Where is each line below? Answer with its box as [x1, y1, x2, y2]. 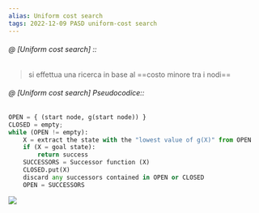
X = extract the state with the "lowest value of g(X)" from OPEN [23, 135, 252, 144]
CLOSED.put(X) [23, 166, 70, 174]
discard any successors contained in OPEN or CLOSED [23, 173, 205, 181]
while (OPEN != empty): [8, 128, 89, 136]
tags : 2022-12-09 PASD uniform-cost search [8, 19, 158, 28]
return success [37, 151, 89, 159]
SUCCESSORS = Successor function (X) [23, 159, 151, 167]
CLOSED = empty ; [8, 121, 63, 129]
